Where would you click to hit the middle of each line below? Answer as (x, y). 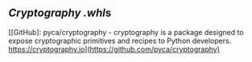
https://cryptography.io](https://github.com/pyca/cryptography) (114, 49)
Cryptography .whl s (60, 13)
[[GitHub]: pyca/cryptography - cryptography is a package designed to (126, 32)
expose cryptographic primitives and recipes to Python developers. (120, 41)
